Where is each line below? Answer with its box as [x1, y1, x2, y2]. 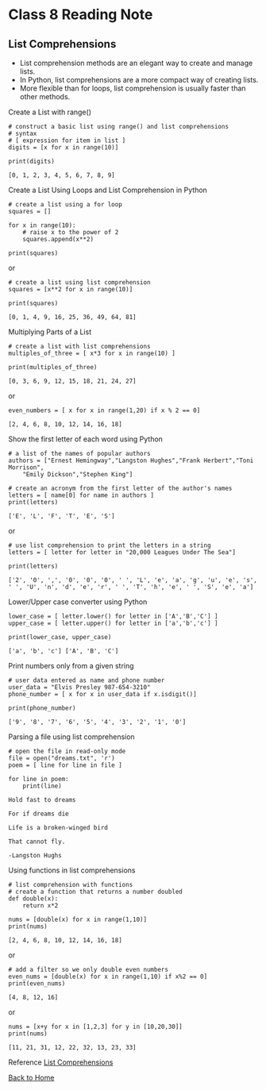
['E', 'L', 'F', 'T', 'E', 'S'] [8, 512, 115, 520]
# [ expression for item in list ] [8, 137, 126, 144]
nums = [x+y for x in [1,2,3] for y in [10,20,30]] [8, 1023, 183, 1030]
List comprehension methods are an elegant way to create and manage [19, 58, 253, 67]
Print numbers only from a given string [8, 661, 134, 670]
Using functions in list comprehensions [8, 865, 136, 875]
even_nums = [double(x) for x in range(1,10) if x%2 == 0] [8, 973, 208, 980]
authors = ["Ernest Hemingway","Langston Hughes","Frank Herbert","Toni [8, 456, 254, 464]
